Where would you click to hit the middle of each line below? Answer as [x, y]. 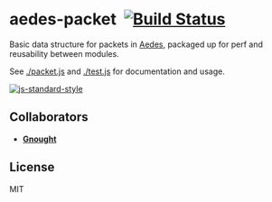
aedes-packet [63, 19]
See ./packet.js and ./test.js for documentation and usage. [117, 71]
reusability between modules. [64, 53]
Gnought [39, 139]
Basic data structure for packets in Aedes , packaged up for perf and [136, 44]
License [32, 167]
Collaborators [49, 117]
